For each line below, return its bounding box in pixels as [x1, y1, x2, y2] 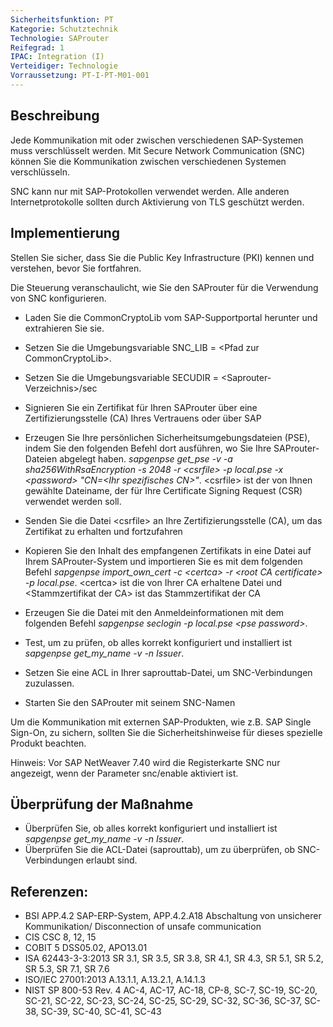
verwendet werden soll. [24, 495, 122, 507]
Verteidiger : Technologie [10, 61, 118, 71]
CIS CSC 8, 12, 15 [24, 931, 97, 943]
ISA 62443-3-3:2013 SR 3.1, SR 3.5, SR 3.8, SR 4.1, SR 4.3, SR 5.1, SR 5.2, [24, 952, 324, 965]
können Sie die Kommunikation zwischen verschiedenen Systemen [10, 155, 287, 167]
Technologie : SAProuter [10, 33, 110, 43]
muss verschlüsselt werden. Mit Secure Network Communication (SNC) [10, 144, 306, 156]
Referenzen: [10, 883, 89, 900]
